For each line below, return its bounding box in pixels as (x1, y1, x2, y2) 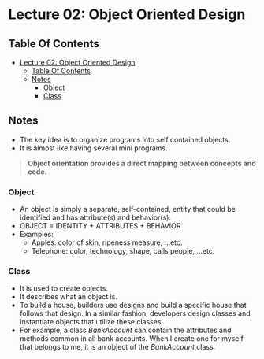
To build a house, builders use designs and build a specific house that (19, 301, 247, 310)
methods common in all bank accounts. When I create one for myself (19, 334, 244, 343)
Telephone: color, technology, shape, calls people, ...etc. (31, 246, 215, 256)
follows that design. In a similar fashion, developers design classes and (19, 309, 251, 318)
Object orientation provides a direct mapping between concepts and (27, 158, 256, 168)
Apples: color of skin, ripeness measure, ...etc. (31, 238, 183, 247)
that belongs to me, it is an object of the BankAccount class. (19, 342, 216, 352)
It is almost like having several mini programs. (19, 143, 168, 153)
